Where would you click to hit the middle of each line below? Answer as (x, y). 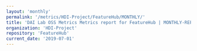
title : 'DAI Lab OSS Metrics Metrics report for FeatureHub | (84, 22)
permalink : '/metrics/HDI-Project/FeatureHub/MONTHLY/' (76, 17)
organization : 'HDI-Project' (42, 28)
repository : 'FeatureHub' (38, 33)
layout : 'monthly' (28, 11)
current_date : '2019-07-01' (40, 39)
